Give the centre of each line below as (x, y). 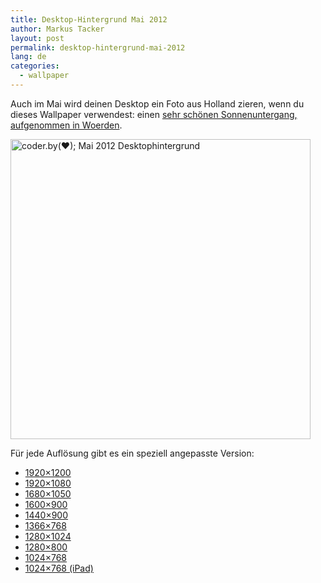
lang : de (28, 57)
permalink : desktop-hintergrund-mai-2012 (98, 47)
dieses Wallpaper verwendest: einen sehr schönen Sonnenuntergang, (154, 114)
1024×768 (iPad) (59, 568)
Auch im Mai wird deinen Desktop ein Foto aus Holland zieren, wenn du (157, 103)
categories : (35, 66)
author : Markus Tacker (57, 29)
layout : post (37, 38)
